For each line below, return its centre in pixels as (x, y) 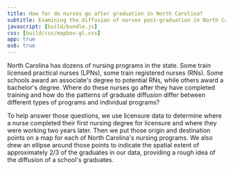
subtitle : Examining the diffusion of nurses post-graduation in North (113, 20)
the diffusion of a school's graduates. (61, 160)
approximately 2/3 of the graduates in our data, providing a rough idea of (112, 152)
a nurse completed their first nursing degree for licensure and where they (112, 123)
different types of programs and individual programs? (84, 102)
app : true (21, 39)
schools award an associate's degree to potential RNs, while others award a (115, 80)
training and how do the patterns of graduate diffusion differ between (106, 95)
